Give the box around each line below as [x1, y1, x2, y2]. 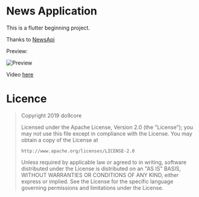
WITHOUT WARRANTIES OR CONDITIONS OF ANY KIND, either [21, 171, 179, 178]
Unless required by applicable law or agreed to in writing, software [21, 158, 187, 166]
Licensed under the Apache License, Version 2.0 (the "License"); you [21, 124, 194, 131]
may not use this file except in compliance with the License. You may [21, 130, 193, 137]
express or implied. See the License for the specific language [21, 178, 174, 185]
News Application [6, 4, 98, 18]
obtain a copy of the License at [21, 136, 98, 143]
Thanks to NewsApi [6, 36, 55, 43]
